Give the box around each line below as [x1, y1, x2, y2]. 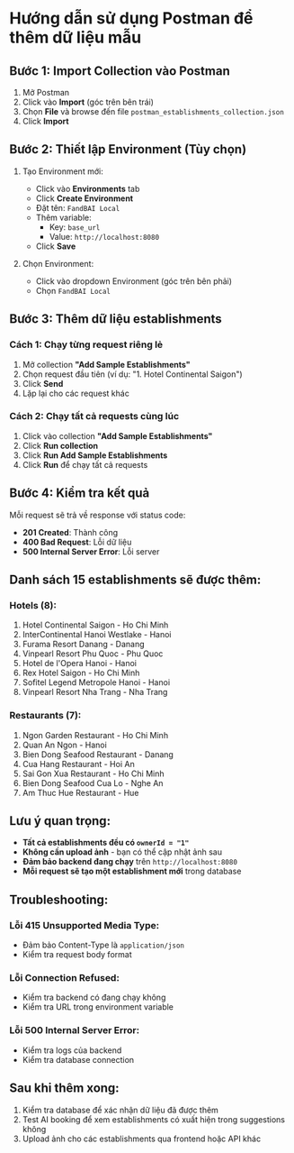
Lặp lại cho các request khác [22, 388, 130, 398]
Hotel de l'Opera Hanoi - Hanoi [22, 658, 138, 669]
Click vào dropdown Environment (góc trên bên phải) [35, 275, 232, 287]
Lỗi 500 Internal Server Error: [9, 1024, 140, 1037]
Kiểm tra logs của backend [22, 1045, 122, 1056]
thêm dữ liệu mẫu [9, 27, 142, 48]
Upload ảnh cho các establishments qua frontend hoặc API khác [22, 1133, 262, 1144]
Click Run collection [22, 440, 99, 451]
